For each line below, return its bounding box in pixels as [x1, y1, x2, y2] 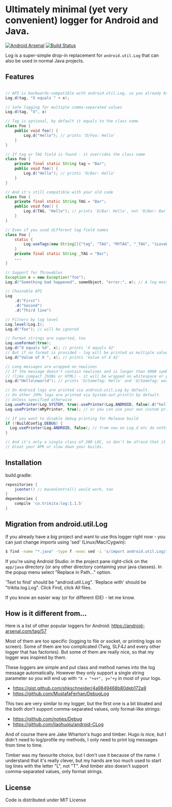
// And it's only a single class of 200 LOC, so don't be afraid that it [5, 440, 166, 445]
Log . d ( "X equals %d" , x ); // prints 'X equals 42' [5, 345, 116, 350]
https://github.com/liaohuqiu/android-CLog [12, 721, 104, 728]
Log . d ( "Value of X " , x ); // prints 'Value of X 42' [5, 355, 120, 360]
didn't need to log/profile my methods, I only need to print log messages [5, 737, 158, 743]
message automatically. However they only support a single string [5, 670, 144, 676]
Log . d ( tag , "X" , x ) [5, 109, 47, 115]
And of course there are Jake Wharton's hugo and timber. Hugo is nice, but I [5, 731, 166, 737]
